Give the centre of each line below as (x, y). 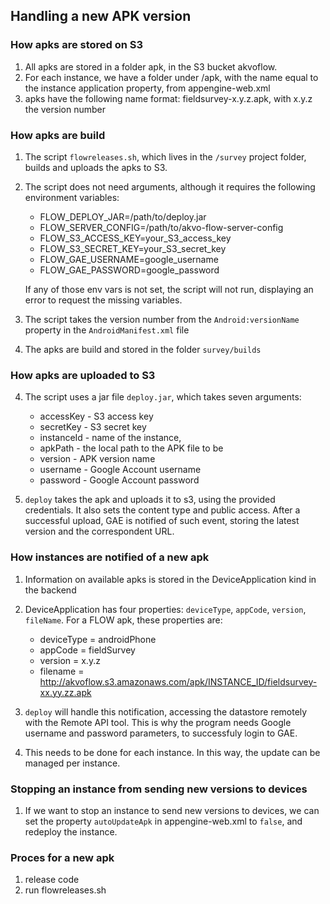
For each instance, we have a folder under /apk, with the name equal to (171, 77)
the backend (50, 590)
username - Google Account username (120, 470)
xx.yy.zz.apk (65, 692)
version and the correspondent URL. (99, 531)
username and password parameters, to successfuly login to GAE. (161, 733)
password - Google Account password (119, 480)
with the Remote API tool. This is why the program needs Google (158, 722)
